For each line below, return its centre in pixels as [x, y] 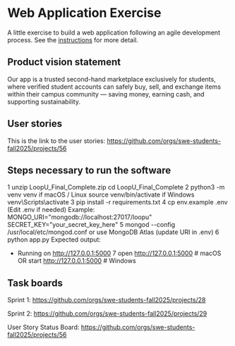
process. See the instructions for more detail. [73, 39]
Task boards [35, 283]
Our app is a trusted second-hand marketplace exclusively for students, [112, 79]
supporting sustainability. [44, 101]
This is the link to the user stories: [56, 141]
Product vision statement [64, 62]
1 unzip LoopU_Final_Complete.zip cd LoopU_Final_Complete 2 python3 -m [116, 187]
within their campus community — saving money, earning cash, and [106, 94]
